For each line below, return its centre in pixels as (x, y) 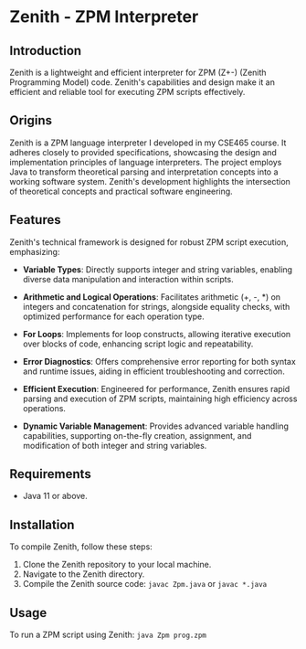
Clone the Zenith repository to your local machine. (117, 565)
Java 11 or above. (55, 496)
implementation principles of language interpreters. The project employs (146, 162)
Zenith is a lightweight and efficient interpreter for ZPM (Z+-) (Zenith (138, 72)
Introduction (46, 51)
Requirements (50, 474)
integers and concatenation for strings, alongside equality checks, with (156, 306)
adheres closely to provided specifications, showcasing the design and (143, 152)
